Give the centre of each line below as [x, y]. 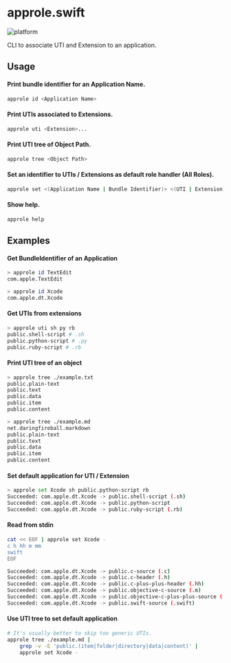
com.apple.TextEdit [35, 279]
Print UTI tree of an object [45, 363]
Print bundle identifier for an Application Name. [76, 84]
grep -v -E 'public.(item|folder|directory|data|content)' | [109, 646]
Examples [29, 241]
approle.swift [46, 13]
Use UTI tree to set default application [63, 619]
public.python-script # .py [47, 341]
